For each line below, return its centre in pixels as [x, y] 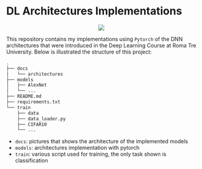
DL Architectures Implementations [94, 11]
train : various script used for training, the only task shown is [91, 154]
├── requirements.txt [33, 102]
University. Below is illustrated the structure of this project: [79, 52]
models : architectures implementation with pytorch [77, 148]
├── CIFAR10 [32, 124]
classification [31, 161]
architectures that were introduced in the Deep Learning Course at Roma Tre [101, 45]
